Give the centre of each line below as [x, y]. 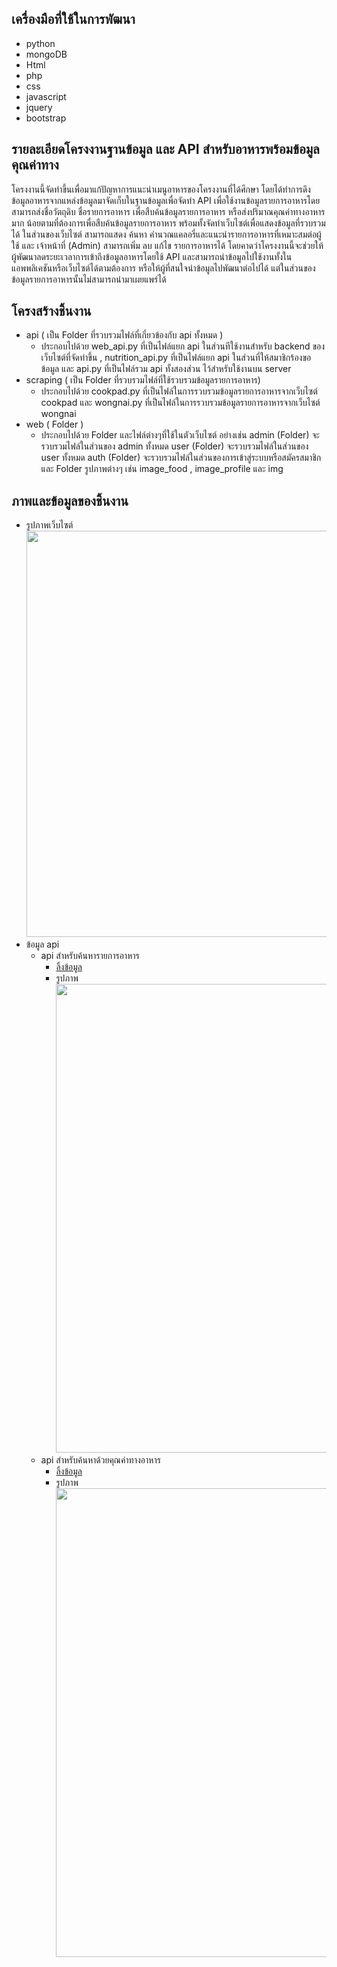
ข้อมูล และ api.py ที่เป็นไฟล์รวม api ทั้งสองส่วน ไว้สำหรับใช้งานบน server [166, 369]
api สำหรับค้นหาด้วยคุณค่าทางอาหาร [100, 1460]
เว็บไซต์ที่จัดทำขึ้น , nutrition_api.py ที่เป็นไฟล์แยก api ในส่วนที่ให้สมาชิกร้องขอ [176, 358]
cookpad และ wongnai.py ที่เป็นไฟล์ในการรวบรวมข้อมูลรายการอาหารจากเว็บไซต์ [180, 403]
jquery [39, 107]
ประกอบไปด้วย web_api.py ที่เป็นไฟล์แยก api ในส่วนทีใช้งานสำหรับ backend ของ [183, 346]
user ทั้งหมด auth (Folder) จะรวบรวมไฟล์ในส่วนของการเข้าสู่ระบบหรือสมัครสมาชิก [181, 458]
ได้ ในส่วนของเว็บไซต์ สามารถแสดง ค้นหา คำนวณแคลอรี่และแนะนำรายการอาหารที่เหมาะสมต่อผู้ [166, 234]
